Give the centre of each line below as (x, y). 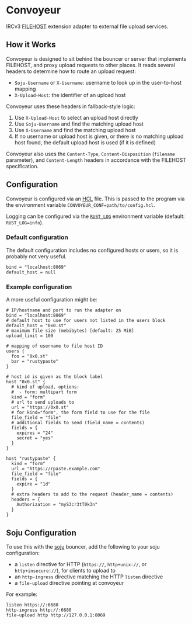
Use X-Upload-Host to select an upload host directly (76, 117)
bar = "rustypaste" (35, 362)
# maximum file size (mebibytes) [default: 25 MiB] (70, 331)
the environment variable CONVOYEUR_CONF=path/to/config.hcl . (81, 204)
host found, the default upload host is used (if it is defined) (85, 142)
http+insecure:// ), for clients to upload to (65, 570)
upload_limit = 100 (30, 336)
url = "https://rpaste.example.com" (56, 469)
